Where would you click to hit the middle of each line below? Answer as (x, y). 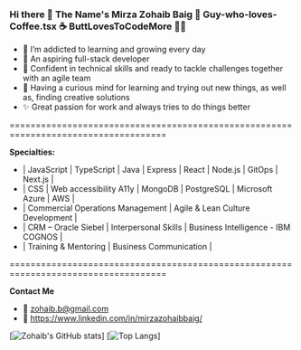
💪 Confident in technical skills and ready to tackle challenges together (152, 69)
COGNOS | (42, 237)
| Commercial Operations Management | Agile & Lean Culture (136, 208)
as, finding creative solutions (76, 98)
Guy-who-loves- (240, 14)
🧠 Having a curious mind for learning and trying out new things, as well (154, 88)
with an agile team (56, 78)
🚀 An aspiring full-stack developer (86, 59)
